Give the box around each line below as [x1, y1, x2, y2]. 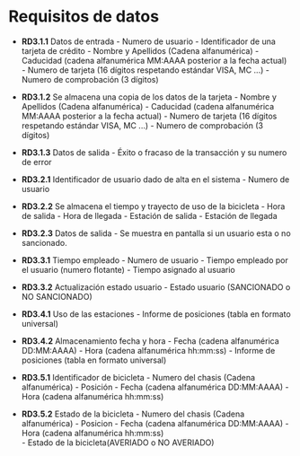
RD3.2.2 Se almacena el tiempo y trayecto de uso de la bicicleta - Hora [21, 200, 286, 212]
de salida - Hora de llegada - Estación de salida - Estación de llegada [21, 210, 278, 221]
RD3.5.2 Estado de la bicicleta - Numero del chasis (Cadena [21, 408, 245, 419]
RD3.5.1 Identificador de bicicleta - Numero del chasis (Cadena [21, 372, 256, 382]
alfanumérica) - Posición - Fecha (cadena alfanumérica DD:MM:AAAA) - [21, 381, 289, 392]
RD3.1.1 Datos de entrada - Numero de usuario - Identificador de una [21, 36, 276, 47]
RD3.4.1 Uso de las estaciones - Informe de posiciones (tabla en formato [21, 308, 291, 320]
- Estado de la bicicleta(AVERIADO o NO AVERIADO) [21, 437, 215, 448]
